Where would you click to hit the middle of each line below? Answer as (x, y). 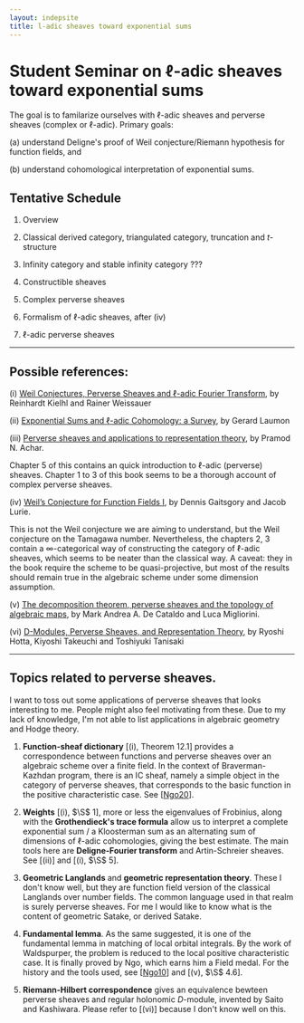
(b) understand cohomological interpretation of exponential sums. (132, 169)
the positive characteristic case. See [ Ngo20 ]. (108, 794)
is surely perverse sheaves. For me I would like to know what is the (147, 906)
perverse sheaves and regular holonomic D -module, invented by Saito (153, 999)
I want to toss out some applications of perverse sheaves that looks (135, 700)
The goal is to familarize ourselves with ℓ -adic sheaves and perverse (137, 115)
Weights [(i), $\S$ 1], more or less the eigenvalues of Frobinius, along (152, 812)
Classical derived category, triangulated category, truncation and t (146, 237)
